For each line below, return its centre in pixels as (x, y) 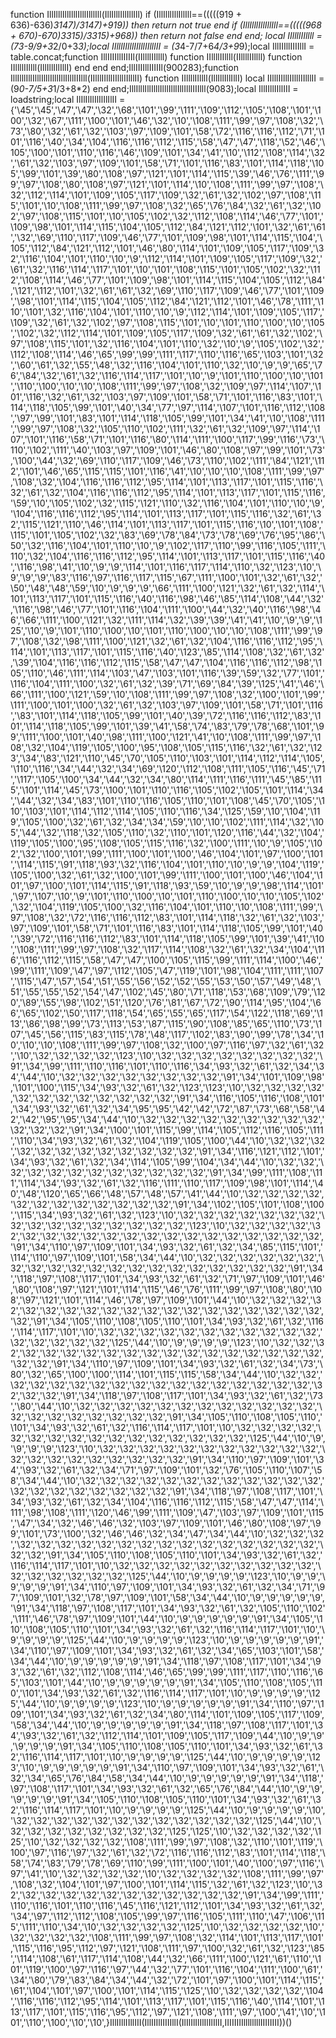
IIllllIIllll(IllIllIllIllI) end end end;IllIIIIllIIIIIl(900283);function (124, 67)
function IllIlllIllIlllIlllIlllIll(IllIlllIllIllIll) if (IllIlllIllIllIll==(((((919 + (126, 14)
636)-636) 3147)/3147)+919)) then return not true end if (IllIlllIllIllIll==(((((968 (166, 25)
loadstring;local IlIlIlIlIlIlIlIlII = (68, 99)
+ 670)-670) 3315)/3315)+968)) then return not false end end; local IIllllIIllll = (166, 35)
